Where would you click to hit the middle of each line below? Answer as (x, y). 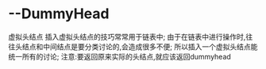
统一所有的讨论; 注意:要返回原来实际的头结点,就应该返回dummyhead (120, 56)
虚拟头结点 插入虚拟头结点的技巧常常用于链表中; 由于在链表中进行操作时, (127, 36)
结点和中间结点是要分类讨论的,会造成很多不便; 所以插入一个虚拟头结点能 (140, 46)
